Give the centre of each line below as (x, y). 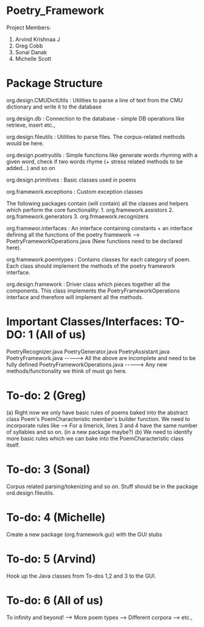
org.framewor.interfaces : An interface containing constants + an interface (100, 228)
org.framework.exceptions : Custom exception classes (75, 191)
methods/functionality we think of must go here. (67, 371)
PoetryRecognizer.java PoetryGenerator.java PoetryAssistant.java (88, 352)
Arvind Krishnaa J (37, 39)
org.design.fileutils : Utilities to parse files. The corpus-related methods (96, 136)
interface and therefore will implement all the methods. (75, 297)
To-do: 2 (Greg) (46, 395)
